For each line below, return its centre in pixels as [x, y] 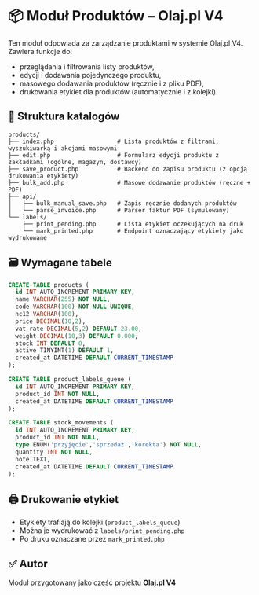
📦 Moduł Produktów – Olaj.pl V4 [116, 16]
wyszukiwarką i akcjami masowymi [63, 148]
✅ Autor [28, 564]
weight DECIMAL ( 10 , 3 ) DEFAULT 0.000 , [77, 336]
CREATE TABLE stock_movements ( [61, 423]
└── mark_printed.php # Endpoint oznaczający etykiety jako [133, 231]
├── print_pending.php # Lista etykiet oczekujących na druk [133, 224]
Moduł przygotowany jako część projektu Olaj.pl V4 [92, 582]
